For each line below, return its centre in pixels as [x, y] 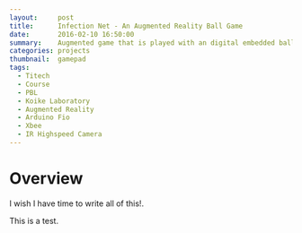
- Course [34, 84]
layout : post [42, 17]
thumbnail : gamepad [48, 59]
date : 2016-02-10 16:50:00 [72, 34]
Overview [46, 179]
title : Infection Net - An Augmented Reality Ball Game [126, 26]
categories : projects [50, 51]
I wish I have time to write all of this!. [77, 203]
